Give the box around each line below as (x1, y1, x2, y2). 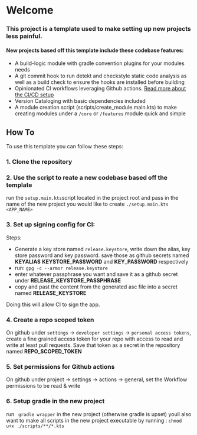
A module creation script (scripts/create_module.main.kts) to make (14, 104, 177, 111)
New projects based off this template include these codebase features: (6, 47, 184, 54)
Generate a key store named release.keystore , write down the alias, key (14, 245, 191, 252)
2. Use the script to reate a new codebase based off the (6, 173, 168, 181)
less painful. (6, 32, 42, 40)
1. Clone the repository (6, 158, 73, 166)
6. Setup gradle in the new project (6, 397, 105, 405)
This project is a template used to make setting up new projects (6, 25, 191, 33)
